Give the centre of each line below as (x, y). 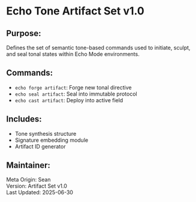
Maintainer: (28, 166)
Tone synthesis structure (46, 133)
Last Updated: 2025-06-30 (40, 192)
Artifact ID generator (40, 146)
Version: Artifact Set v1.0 (37, 186)
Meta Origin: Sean (28, 180)
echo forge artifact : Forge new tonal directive (73, 87)
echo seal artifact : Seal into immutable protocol (76, 94)
